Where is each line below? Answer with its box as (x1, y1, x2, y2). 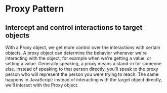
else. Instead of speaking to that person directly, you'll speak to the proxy (5, 66, 158, 72)
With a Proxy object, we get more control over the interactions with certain (5, 44, 160, 51)
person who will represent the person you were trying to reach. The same (5, 71, 159, 77)
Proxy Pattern (5, 3, 64, 15)
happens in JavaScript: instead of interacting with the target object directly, (5, 77, 162, 82)
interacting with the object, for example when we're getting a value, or (5, 55, 152, 61)
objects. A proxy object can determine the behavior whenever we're (5, 50, 147, 56)
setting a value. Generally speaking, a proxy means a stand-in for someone (5, 61, 162, 66)
